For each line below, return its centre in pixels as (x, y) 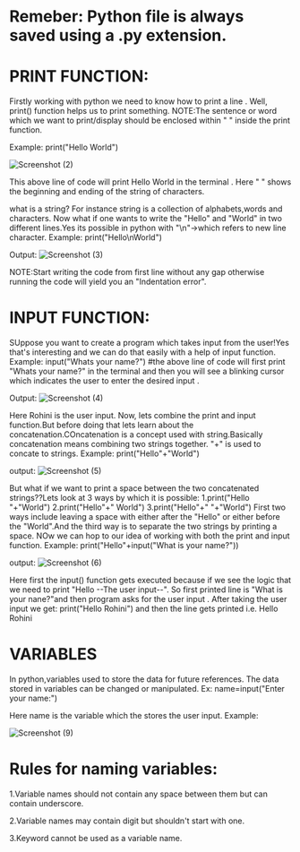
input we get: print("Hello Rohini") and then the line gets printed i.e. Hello (144, 609)
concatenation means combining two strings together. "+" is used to (135, 444)
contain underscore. (47, 803)
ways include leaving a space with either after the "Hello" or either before (145, 517)
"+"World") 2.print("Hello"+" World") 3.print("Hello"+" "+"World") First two (148, 507)
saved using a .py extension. (118, 35)
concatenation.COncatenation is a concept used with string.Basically (136, 435)
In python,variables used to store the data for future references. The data (144, 679)
